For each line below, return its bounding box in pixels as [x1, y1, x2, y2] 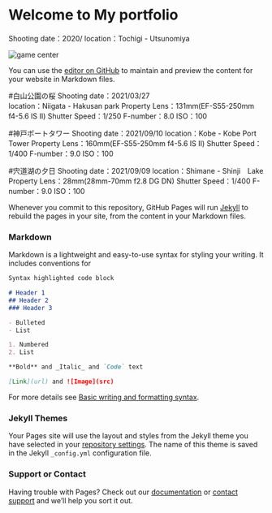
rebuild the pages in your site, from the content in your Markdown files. [8, 211, 246, 221]
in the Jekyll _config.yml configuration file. [8, 448, 152, 458]
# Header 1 [8, 289, 45, 297]
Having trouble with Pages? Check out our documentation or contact [8, 487, 238, 497]
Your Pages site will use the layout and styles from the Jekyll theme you [8, 431, 249, 441]
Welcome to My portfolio [8, 6, 179, 24]
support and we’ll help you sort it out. [8, 495, 133, 505]
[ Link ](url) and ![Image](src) [8, 377, 114, 386]
